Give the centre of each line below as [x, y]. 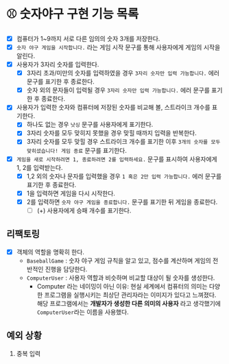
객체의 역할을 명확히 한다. [50, 252]
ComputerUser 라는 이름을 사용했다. [83, 312]
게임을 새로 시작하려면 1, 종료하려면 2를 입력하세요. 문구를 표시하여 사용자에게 [117, 159]
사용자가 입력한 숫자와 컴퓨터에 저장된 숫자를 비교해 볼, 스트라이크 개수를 [113, 108]
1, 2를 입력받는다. [39, 167]
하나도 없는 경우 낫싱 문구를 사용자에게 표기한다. [90, 125]
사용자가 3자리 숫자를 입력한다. [58, 64]
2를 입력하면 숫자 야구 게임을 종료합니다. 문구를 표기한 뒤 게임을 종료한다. [122, 202]
